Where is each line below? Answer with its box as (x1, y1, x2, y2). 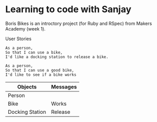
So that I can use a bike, (5, 50, 63, 55)
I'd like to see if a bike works (5, 72, 77, 77)
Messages (51, 83, 77, 90)
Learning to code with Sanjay (5, 4, 131, 15)
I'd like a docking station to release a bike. (5, 54, 109, 59)
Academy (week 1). (5, 25, 46, 32)
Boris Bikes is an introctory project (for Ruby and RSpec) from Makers (5, 20, 152, 26)
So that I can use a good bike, (5, 68, 74, 73)
